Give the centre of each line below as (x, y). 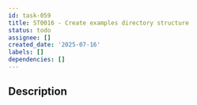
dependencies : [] (37, 60)
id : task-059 (30, 15)
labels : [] (26, 52)
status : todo (30, 30)
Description (38, 92)
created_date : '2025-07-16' (55, 45)
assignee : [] (30, 37)
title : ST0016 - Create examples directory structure (99, 23)
